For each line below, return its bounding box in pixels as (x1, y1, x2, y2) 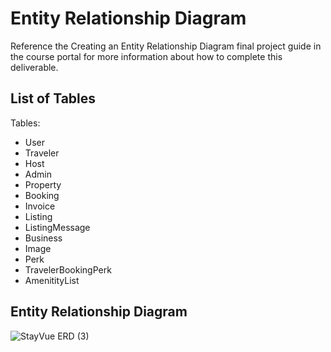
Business (24, 232, 63, 244)
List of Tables (10, 90, 97, 107)
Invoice (24, 200, 56, 212)
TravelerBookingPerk (24, 263, 112, 276)
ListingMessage (24, 221, 91, 233)
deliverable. (10, 61, 59, 73)
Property (24, 178, 62, 191)
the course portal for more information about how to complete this (10, 50, 283, 62)
